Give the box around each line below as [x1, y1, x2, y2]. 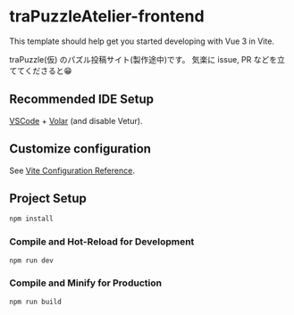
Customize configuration [9, 141, 152, 157]
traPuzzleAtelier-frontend [9, 6, 205, 27]
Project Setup [9, 190, 88, 206]
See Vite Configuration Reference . [9, 165, 136, 176]
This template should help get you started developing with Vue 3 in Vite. [9, 36, 275, 46]
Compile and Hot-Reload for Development [9, 236, 195, 248]
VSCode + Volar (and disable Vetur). [9, 115, 143, 126]
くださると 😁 [24, 65, 73, 76]
